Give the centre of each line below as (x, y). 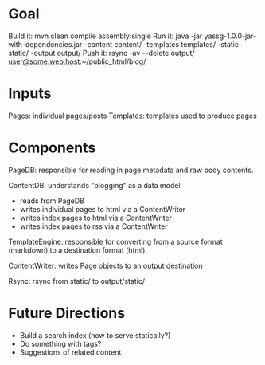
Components (52, 148)
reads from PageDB (52, 201)
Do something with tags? (60, 343)
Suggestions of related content (70, 352)
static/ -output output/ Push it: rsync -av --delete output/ (101, 53)
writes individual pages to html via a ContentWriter (102, 209)
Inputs (30, 94)
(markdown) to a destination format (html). (78, 250)
